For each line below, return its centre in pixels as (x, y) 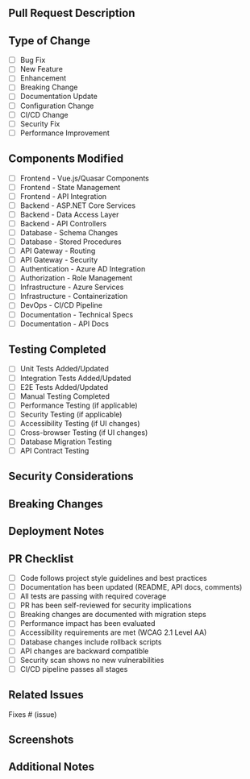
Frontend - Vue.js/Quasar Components (84, 178)
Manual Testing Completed (65, 396)
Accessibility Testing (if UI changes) (80, 423)
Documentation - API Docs (64, 323)
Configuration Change (57, 106)
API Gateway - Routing (58, 251)
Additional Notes (52, 767)
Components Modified (66, 159)
